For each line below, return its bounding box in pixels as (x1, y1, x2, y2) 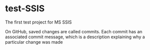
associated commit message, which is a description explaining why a (5, 34, 145, 40)
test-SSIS (5, 3, 45, 14)
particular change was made (5, 39, 63, 45)
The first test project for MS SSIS (5, 19, 72, 25)
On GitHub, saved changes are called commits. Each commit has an (5, 28, 143, 34)
